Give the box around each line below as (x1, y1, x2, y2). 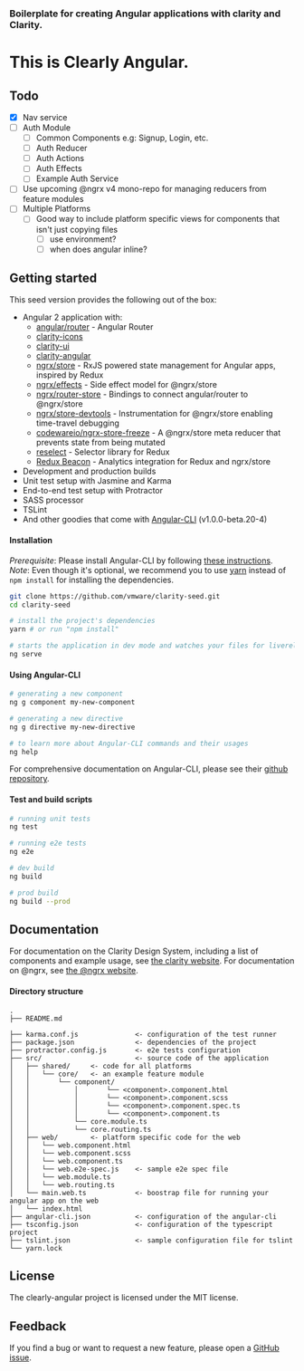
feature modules (22, 194, 84, 205)
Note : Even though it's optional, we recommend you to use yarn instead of (9, 564, 287, 575)
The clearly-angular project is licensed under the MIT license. (9, 1292, 239, 1303)
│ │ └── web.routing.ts (9, 1180, 116, 1189)
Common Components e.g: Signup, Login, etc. (35, 132, 209, 143)
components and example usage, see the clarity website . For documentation (9, 955, 295, 966)
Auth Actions (35, 153, 84, 164)
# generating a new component (9, 689, 124, 699)
